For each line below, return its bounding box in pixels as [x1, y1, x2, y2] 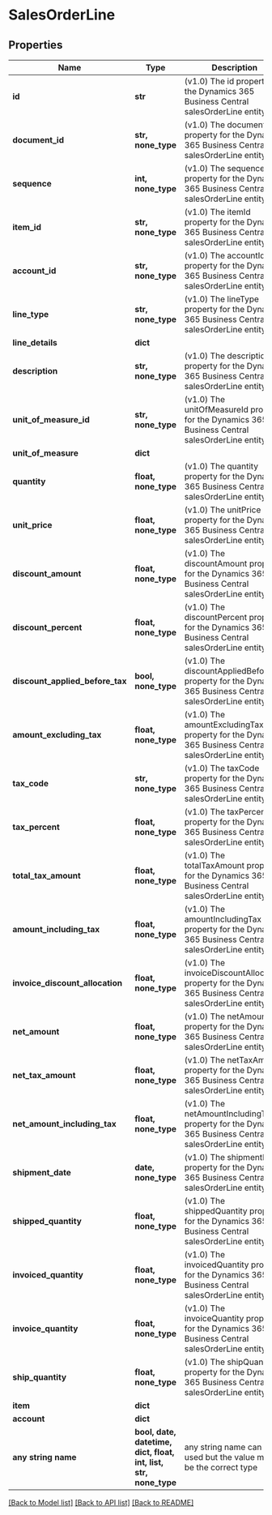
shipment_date [12, 1167, 71, 1178]
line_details [12, 337, 58, 348]
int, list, [134, 1457, 164, 1468]
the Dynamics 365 [184, 86, 255, 96]
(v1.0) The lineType [184, 293, 259, 305]
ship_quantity [12, 1372, 67, 1383]
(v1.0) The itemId [184, 207, 251, 217]
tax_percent [12, 821, 61, 832]
